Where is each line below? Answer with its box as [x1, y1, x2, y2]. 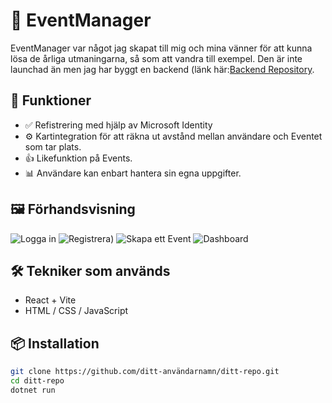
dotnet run [10, 385, 56, 395]
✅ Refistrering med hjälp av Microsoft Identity [24, 119, 213, 131]
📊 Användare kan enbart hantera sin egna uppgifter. [24, 167, 242, 179]
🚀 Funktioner [10, 92, 92, 109]
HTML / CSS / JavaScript [24, 305, 129, 317]
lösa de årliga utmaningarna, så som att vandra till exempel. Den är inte [10, 52, 303, 64]
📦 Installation [10, 335, 100, 352]
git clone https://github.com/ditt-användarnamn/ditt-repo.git [10, 367, 280, 377]
